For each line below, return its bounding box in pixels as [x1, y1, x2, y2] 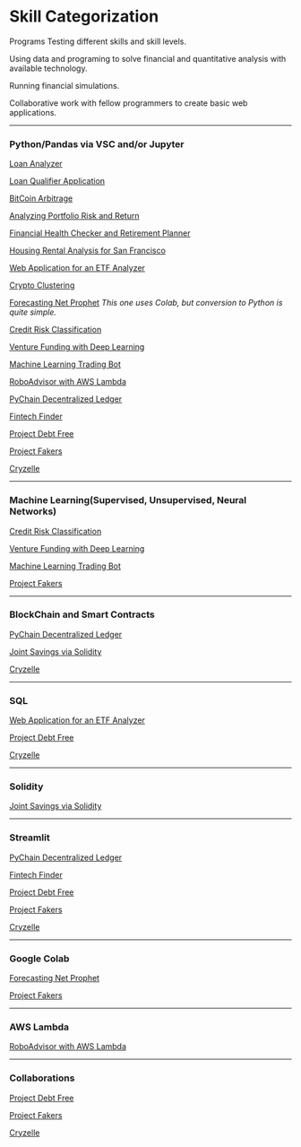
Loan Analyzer [9, 159, 63, 169]
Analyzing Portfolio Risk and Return [9, 211, 140, 222]
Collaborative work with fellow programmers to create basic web [9, 97, 248, 109]
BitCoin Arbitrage [9, 193, 73, 204]
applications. [9, 107, 56, 117]
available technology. [9, 63, 88, 74]
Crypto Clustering [9, 280, 75, 291]
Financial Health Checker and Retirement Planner [9, 228, 191, 239]
